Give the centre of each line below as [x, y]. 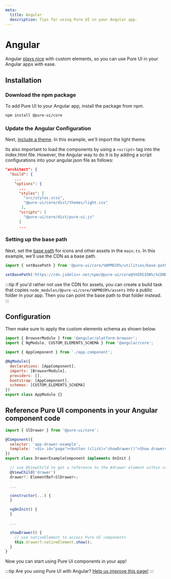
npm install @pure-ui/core [34, 115]
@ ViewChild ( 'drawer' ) [33, 472]
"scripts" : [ [33, 212]
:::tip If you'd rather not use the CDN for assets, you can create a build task [84, 284]
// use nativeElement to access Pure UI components [70, 537]
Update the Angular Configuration [48, 128]
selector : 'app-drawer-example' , [45, 444]
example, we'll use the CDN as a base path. [51, 256]
